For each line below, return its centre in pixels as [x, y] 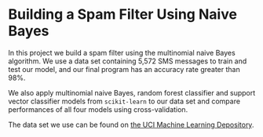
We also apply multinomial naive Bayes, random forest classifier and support [132, 92]
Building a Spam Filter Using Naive [123, 14]
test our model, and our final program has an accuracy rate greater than [124, 69]
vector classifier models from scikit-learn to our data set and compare [124, 101]
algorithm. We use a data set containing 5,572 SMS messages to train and [128, 61]
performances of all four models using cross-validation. [98, 109]
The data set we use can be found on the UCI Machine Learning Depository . [131, 124]
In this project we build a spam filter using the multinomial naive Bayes [122, 52]
